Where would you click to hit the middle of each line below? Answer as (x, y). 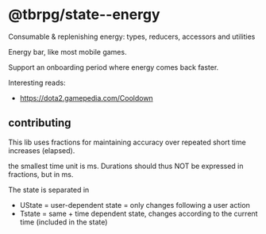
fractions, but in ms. (41, 174)
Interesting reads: (37, 82)
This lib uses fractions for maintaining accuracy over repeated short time (127, 142)
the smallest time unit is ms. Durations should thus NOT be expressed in (126, 166)
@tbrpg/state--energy (84, 15)
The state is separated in (49, 190)
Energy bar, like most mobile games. (67, 52)
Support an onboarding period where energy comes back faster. (114, 67)
